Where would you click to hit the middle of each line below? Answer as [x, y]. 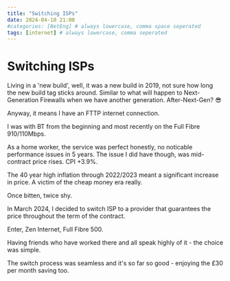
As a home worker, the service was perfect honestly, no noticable [100, 147]
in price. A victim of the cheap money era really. [75, 182]
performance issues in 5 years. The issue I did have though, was [99, 154]
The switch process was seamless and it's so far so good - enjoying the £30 [115, 263]
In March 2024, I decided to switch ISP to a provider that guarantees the [109, 209]
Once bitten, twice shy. [39, 195]
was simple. [24, 250]
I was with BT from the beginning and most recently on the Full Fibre [104, 127]
